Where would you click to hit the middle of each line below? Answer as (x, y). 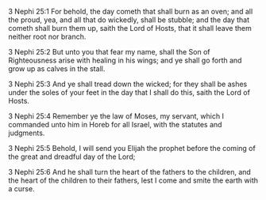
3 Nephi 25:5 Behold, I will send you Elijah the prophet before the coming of (132, 148)
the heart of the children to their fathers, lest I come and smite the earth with (133, 180)
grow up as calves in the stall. (57, 69)
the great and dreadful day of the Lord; (72, 157)
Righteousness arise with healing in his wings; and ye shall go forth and (125, 60)
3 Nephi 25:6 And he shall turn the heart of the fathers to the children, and (130, 172)
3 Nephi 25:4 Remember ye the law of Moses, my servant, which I (116, 116)
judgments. (27, 133)
